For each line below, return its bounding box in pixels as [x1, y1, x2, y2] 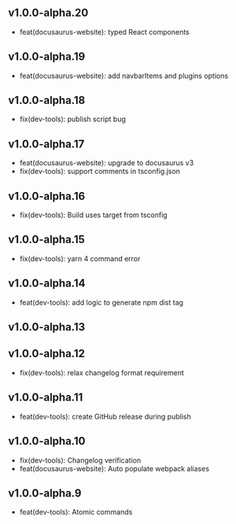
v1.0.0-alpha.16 [8, 189, 86, 203]
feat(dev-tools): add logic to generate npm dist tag [19, 297, 183, 307]
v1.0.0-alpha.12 [8, 347, 85, 360]
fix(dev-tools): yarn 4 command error [19, 253, 141, 263]
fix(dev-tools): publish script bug [19, 114, 126, 124]
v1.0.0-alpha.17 [8, 137, 85, 150]
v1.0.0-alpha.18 [8, 94, 86, 107]
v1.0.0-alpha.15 [8, 233, 85, 246]
